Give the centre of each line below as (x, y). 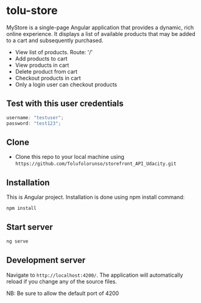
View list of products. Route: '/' (54, 52)
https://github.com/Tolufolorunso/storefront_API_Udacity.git (96, 164)
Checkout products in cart (48, 78)
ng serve (17, 241)
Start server (30, 227)
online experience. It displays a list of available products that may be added (101, 33)
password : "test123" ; (34, 123)
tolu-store (32, 11)
